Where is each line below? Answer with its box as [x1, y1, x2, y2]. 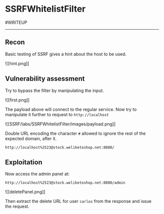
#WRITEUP [5, 19, 28, 25]
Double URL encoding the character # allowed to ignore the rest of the [5, 130, 146, 136]
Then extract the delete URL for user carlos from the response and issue [5, 198, 152, 204]
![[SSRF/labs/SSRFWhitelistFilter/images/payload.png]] [5, 121, 116, 127]
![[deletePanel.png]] [5, 189, 45, 195]
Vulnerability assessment [5, 74, 85, 83]
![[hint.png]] [5, 60, 29, 66]
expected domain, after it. [5, 135, 57, 142]
